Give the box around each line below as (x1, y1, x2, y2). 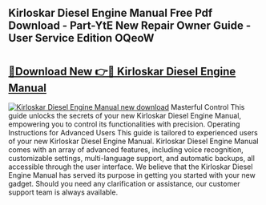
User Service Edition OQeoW (8, 31, 155, 45)
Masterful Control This (171, 102, 245, 111)
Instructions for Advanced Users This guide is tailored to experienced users (8, 128, 258, 137)
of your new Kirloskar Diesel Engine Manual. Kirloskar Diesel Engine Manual (8, 136, 259, 146)
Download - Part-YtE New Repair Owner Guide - (8, 19, 251, 33)
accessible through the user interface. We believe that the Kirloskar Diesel (8, 162, 253, 171)
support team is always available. (8, 187, 119, 197)
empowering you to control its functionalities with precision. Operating (8, 119, 240, 129)
